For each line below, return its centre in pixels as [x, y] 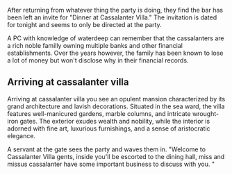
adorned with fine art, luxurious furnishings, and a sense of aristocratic [109, 128]
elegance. [22, 135]
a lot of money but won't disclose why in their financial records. [98, 60]
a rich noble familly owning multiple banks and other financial [95, 45]
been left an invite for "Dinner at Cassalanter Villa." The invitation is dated [112, 17]
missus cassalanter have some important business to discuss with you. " [111, 164]
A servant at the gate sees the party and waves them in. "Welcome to [107, 149]
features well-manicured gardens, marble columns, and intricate [99, 113]
